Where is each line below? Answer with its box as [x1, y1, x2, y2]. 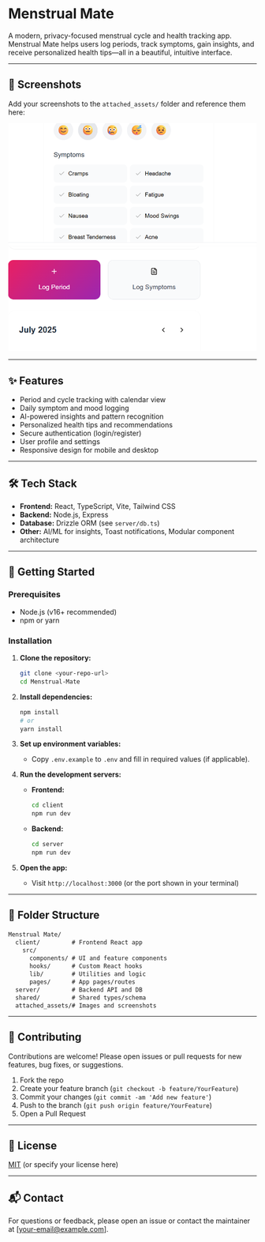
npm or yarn [19, 615, 60, 625]
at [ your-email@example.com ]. [8, 1225, 109, 1234]
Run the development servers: [19, 770, 121, 779]
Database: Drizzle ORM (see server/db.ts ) [19, 518, 160, 528]
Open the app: [19, 863, 68, 872]
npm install [19, 708, 59, 716]
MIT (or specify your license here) [8, 1160, 119, 1169]
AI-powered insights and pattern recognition [19, 412, 164, 421]
